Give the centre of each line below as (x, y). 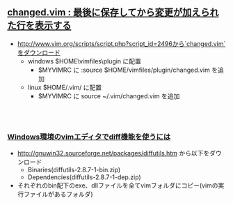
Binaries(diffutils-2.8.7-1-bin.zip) (74, 170)
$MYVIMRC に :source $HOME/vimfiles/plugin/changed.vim (124, 70)
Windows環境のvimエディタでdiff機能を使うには (89, 137)
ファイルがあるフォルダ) (58, 195)
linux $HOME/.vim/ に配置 (65, 87)
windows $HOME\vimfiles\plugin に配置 (84, 61)
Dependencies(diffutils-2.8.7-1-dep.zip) (84, 177)
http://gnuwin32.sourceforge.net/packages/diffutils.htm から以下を (113, 153)
